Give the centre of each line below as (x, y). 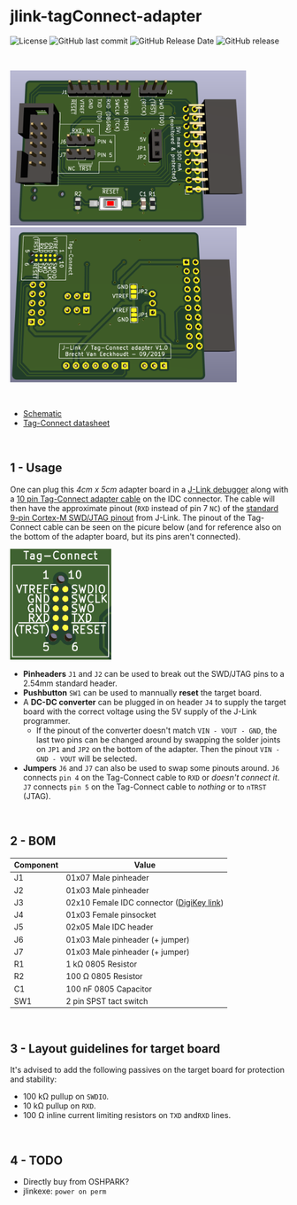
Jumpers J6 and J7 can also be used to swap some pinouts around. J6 (151, 767)
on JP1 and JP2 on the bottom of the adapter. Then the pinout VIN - (158, 749)
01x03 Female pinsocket (111, 915)
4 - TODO (36, 1160)
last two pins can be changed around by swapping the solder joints (158, 739)
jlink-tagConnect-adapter (106, 16)
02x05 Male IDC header (110, 927)
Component (36, 865)
